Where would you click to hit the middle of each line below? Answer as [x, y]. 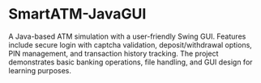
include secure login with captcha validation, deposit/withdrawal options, [130, 44]
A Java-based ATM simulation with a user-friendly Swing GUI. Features [127, 36]
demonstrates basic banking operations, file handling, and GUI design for [130, 62]
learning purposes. [40, 70]
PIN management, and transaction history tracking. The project [113, 53]
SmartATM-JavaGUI [77, 14]
